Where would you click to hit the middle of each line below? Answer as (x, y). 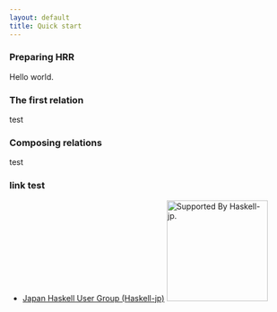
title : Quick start (46, 26)
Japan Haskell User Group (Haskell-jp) (93, 298)
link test (27, 186)
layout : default (39, 17)
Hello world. (31, 76)
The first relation (47, 100)
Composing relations (56, 143)
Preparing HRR (42, 57)
